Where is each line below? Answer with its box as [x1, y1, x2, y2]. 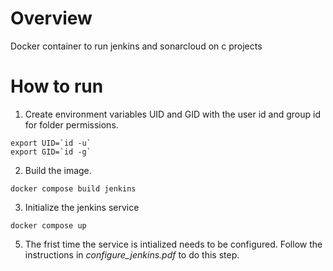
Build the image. [24, 164, 92, 176]
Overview [10, 7, 93, 30]
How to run [10, 75, 104, 98]
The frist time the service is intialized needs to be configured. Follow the [24, 238, 323, 250]
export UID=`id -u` [10, 138, 92, 148]
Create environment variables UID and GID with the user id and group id [24, 108, 322, 120]
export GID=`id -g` [10, 147, 92, 157]
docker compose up [10, 220, 87, 231]
